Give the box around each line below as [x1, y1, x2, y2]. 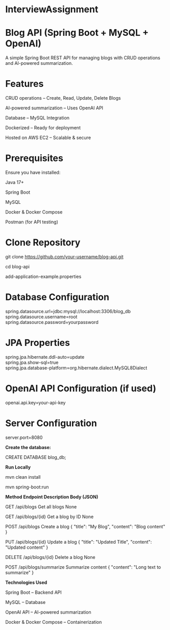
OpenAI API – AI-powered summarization [5, 609, 92, 615]
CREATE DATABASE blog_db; [5, 454, 66, 460]
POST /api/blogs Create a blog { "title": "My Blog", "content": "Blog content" [5, 523, 165, 529]
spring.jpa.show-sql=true [5, 359, 59, 365]
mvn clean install [5, 474, 41, 480]
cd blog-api [5, 263, 30, 269]
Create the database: [5, 444, 51, 450]
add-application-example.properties [5, 273, 82, 279]
